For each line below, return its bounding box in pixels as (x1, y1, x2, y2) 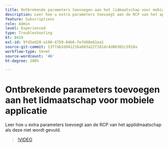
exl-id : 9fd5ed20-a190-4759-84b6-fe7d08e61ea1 (5, 40, 104, 45)
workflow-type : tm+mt (5, 49, 50, 54)
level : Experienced (5, 26, 46, 31)
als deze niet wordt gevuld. (5, 127, 61, 133)
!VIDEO (17, 137, 32, 143)
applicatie (5, 105, 47, 117)
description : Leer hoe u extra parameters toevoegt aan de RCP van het (5, 12, 157, 17)
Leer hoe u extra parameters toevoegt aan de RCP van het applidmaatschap (5, 122, 161, 128)
